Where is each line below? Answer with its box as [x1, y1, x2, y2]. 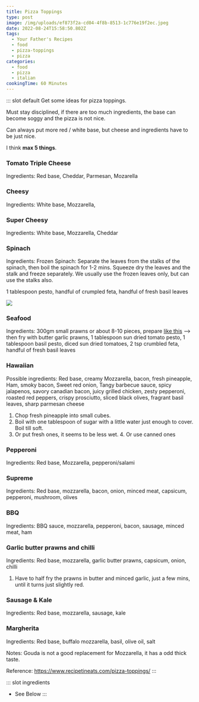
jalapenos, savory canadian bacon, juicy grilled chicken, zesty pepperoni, [6, 387, 186, 394]
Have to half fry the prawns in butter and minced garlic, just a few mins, [14, 575, 190, 582]
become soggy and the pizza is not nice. [6, 115, 106, 122]
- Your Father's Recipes [11, 36, 73, 42]
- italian [11, 75, 36, 81]
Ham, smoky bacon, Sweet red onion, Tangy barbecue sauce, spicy [6, 381, 172, 388]
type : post [6, 14, 33, 20]
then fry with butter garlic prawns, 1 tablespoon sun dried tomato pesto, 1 [6, 334, 185, 341]
